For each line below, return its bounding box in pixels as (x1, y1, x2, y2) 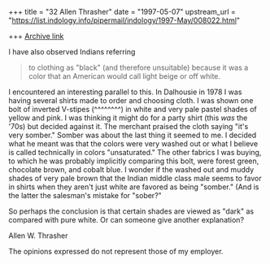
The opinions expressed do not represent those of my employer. (8, 247, 224, 256)
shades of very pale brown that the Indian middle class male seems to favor (8, 174, 262, 183)
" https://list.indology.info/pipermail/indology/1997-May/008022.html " (8, 15, 241, 25)
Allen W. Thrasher (8, 231, 68, 240)
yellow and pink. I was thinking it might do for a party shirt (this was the (8, 113, 248, 123)
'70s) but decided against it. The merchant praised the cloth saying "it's (8, 122, 249, 131)
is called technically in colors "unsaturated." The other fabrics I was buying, (8, 148, 262, 157)
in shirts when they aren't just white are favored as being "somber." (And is (8, 182, 259, 192)
